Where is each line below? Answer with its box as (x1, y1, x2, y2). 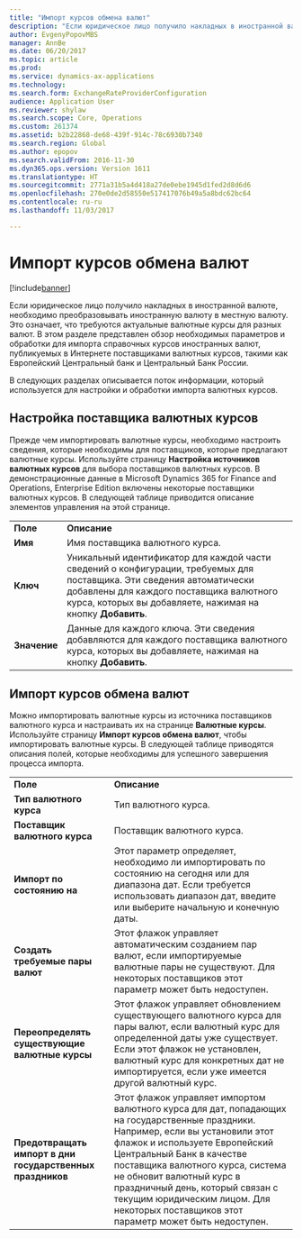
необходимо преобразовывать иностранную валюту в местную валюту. (9, 309, 289, 320)
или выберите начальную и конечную (113, 901, 280, 914)
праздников (13, 1171, 69, 1183)
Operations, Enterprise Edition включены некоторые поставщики (9, 482, 254, 493)
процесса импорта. (9, 758, 84, 769)
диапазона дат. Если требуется (113, 879, 252, 891)
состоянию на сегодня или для (113, 867, 250, 879)
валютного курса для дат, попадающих (113, 1103, 287, 1116)
